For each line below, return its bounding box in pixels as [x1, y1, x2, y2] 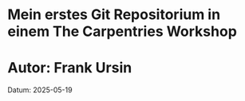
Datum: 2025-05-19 [7, 85, 73, 95]
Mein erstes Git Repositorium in [7, 6, 221, 24]
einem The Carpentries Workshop [7, 22, 237, 41]
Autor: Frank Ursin [7, 59, 132, 77]
